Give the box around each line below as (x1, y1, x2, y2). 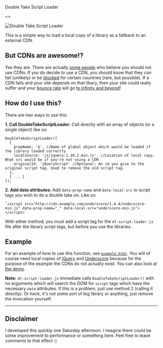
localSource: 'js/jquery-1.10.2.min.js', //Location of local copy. (14, 153, 155, 158)
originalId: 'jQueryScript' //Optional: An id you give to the (14, 161, 145, 166)
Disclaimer (5, 315, 38, 323)
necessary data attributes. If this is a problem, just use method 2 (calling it (5, 286, 153, 292)
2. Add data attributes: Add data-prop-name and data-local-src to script (5, 187, 150, 193)
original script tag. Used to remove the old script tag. (5, 166, 125, 170)
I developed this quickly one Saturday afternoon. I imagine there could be (5, 328, 152, 333)
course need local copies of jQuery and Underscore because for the (5, 256, 142, 262)
